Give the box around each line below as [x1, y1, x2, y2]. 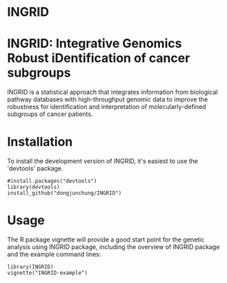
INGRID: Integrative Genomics [7, 36, 182, 52]
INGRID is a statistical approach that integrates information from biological [7, 88, 218, 97]
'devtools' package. [7, 164, 63, 173]
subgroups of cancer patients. [7, 110, 93, 118]
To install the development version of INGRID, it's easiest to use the [7, 157, 199, 166]
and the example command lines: [7, 250, 101, 258]
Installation [7, 134, 73, 150]
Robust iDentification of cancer [7, 50, 190, 66]
